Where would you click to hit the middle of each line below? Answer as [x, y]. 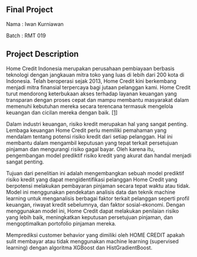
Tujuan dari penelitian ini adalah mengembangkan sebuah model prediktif [95, 173]
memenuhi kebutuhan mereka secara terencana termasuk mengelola [90, 106]
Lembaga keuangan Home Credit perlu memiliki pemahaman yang [86, 130]
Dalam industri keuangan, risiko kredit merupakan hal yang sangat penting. [97, 124]
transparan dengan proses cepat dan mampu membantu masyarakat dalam [98, 99]
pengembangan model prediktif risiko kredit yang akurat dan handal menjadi [99, 155]
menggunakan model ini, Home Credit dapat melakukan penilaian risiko [93, 211]
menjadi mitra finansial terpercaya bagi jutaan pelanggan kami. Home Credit [98, 87]
